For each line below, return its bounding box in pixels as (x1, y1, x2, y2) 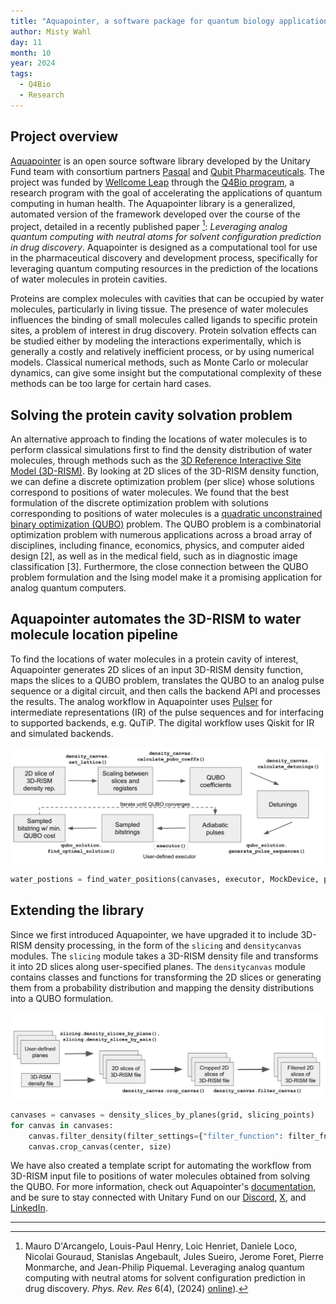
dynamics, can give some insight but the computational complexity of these (10, 367, 322, 379)
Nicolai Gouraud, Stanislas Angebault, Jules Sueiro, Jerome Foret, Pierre (24, 1251, 324, 1263)
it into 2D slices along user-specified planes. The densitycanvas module (10, 960, 306, 972)
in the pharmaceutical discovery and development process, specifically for (10, 252, 318, 264)
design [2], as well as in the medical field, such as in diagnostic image (10, 550, 298, 562)
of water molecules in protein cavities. (10, 273, 168, 285)
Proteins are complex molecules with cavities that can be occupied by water (10, 293, 325, 305)
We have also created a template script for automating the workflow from (10, 1160, 312, 1172)
